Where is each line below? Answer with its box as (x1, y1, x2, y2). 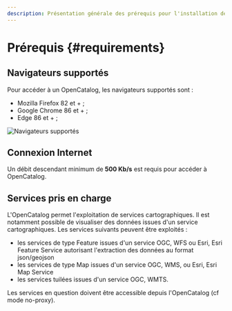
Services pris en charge (7, 192, 112, 204)
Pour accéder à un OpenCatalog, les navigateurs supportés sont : (7, 86, 193, 94)
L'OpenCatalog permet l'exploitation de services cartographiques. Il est (7, 211, 210, 219)
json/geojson (17, 253, 55, 262)
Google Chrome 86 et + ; (17, 106, 88, 114)
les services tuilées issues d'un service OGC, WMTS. (17, 275, 169, 283)
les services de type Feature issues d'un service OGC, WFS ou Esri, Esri (17, 239, 223, 247)
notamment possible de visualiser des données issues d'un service (7, 218, 198, 226)
